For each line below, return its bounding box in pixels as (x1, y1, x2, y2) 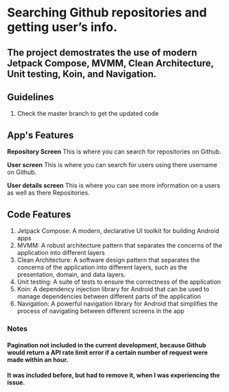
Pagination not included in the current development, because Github (7, 341, 207, 349)
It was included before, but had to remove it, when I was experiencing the (7, 371, 220, 380)
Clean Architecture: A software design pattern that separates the (16, 256, 200, 265)
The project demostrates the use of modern (7, 47, 197, 58)
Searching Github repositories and (7, 5, 207, 21)
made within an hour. (7, 355, 69, 364)
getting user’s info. (7, 19, 118, 35)
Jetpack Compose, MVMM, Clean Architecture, (7, 57, 214, 69)
